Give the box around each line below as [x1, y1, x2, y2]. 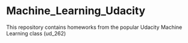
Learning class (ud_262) [6, 29, 66, 37]
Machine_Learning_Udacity [6, 4, 145, 18]
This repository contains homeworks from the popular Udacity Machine [6, 24, 183, 31]
